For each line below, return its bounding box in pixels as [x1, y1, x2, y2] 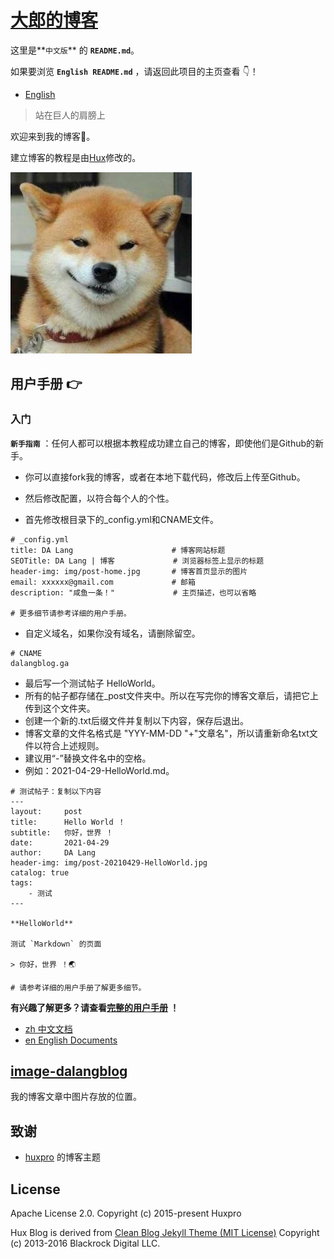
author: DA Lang [10, 847, 97, 858]
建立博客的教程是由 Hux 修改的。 [10, 151, 142, 163]
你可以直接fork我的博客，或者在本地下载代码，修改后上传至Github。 [24, 471, 306, 483]
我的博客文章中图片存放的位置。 [10, 1091, 142, 1103]
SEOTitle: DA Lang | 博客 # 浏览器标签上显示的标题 [10, 556, 265, 566]
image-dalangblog [10, 1063, 128, 1080]
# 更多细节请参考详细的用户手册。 [10, 608, 132, 618]
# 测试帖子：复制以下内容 [10, 786, 102, 796]
